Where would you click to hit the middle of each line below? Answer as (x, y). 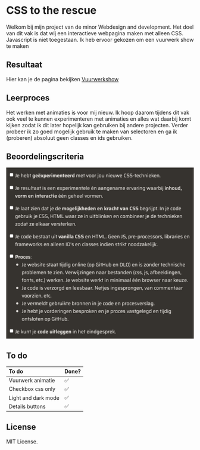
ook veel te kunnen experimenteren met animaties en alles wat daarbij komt (99, 119)
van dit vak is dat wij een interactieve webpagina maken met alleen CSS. (95, 33)
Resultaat (24, 65)
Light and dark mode (34, 397)
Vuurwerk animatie (32, 381)
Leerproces (28, 98)
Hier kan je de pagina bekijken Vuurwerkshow (62, 79)
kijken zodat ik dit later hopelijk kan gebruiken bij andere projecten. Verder (97, 125)
